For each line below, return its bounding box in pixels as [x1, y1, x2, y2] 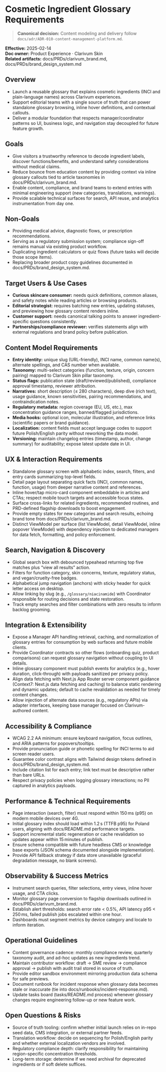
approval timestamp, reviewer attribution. [12, 383, 97, 389]
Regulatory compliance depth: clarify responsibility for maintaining [12, 1045, 149, 1051]
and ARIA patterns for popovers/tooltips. [12, 740, 95, 746]
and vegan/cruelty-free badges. [12, 575, 78, 581]
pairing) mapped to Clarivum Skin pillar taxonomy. [12, 373, 115, 378]
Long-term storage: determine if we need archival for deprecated [12, 1056, 146, 1062]
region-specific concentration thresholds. [12, 1051, 98, 1057]
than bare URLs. [12, 772, 46, 778]
